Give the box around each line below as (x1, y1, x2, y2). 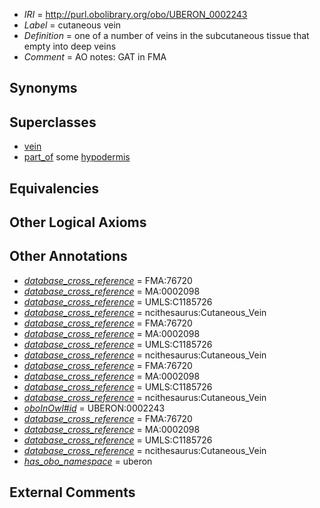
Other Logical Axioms (9, 214, 147, 231)
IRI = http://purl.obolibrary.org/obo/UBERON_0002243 (23, 9, 248, 20)
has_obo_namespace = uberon (23, 455, 153, 467)
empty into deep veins (23, 40, 117, 52)
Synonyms (9, 80, 78, 97)
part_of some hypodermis (23, 151, 131, 163)
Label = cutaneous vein (23, 19, 122, 31)
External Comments (9, 484, 136, 501)
